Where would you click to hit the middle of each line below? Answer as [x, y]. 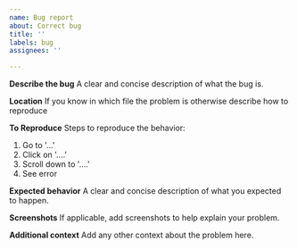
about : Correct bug [45, 26]
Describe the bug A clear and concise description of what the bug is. [136, 84]
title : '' [28, 34]
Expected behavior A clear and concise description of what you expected [145, 191]
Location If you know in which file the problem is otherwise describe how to [149, 101]
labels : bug [31, 42]
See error [40, 174]
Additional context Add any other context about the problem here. [132, 235]
